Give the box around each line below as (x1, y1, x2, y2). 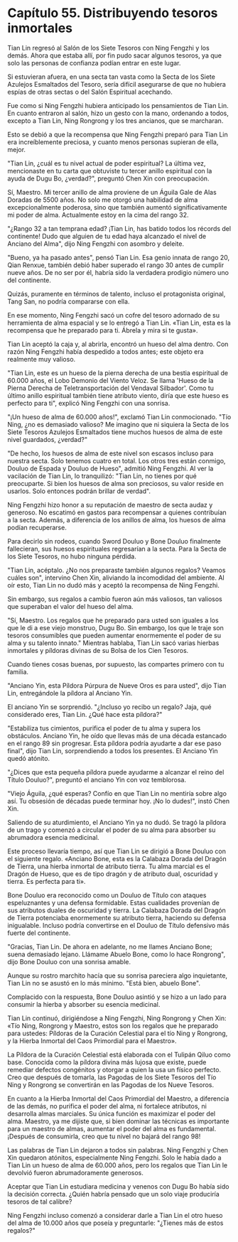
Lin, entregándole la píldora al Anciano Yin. (7, 688, 133, 697)
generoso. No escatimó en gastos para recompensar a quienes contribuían (7, 508, 227, 517)
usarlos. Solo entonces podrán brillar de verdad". (7, 487, 151, 495)
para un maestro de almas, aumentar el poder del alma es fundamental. (7, 1124, 217, 1133)
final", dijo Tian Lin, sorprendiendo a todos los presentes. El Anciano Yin (7, 746, 218, 755)
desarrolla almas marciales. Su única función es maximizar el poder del (7, 1109, 215, 1118)
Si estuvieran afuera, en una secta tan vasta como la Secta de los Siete (7, 72, 215, 81)
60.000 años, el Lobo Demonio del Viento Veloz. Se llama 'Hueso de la (7, 376, 214, 384)
